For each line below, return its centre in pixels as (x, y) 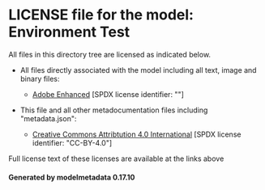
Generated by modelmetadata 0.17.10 (72, 177)
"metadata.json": (48, 118)
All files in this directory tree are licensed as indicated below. (110, 54)
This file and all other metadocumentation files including (114, 110)
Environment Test (69, 32)
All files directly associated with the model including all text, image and (138, 70)
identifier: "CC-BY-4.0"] (72, 142)
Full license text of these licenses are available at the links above (116, 158)
